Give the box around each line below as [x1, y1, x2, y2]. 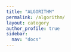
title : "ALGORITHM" [6, 8, 55, 15]
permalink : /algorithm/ [6, 14, 66, 20]
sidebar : [6, 31, 28, 37]
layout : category [6, 20, 50, 26]
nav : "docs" [11, 36, 42, 42]
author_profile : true [6, 25, 60, 32]
